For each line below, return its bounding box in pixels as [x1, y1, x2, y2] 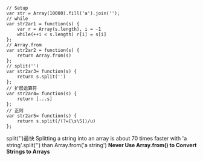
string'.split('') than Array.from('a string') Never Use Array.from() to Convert [6, 142, 197, 148]
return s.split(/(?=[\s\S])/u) [17, 118, 96, 124]
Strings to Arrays [6, 148, 50, 155]
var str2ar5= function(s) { [6, 113, 77, 119]
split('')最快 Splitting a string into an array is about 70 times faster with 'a [6, 135, 187, 142]
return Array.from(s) [17, 52, 71, 58]
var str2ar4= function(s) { [6, 90, 77, 96]
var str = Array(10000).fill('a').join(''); [6, 10, 120, 16]
